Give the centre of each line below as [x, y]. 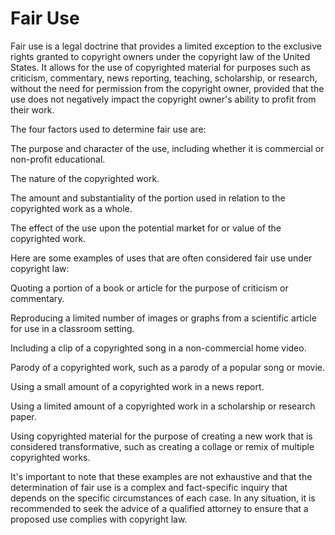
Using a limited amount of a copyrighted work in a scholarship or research [163, 406]
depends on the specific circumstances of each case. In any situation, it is [163, 498]
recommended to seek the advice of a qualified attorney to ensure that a [159, 508]
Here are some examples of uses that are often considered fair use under [161, 258]
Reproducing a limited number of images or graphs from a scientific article [163, 318]
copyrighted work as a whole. [71, 208]
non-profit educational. [58, 159]
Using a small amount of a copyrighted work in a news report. [137, 386]
